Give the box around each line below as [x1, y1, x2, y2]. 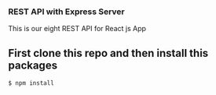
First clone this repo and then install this [8, 46, 209, 60]
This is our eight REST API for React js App [8, 24, 147, 33]
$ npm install [8, 79, 55, 87]
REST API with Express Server [8, 6, 126, 17]
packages [8, 58, 57, 72]
